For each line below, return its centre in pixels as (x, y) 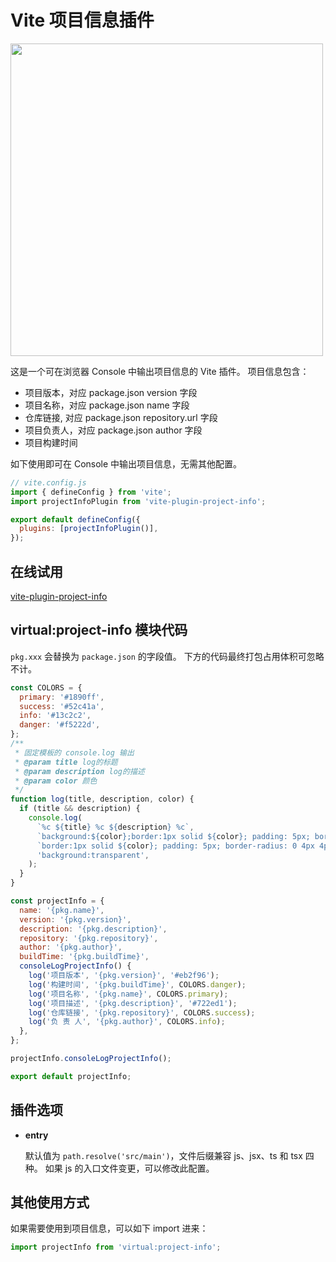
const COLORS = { (46, 687)
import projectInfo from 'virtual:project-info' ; (116, 1247)
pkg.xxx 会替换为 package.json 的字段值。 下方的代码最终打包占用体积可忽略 (167, 656)
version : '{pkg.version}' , (75, 919)
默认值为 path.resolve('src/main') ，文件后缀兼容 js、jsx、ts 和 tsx (163, 1155)
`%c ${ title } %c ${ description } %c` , (115, 827)
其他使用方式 (50, 1202)
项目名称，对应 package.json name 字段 (107, 405)
